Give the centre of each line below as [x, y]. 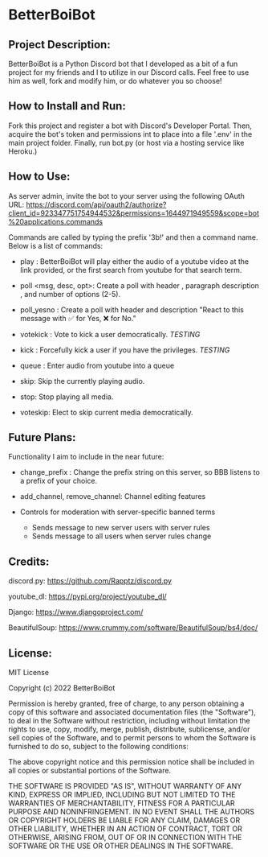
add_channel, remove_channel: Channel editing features [113, 496]
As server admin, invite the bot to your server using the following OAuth [126, 196]
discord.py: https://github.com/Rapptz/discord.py [90, 581]
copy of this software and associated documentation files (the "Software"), [132, 712]
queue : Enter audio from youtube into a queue [97, 365]
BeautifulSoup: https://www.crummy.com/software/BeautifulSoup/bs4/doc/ [133, 628]
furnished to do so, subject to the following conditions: [98, 747]
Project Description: [59, 45]
